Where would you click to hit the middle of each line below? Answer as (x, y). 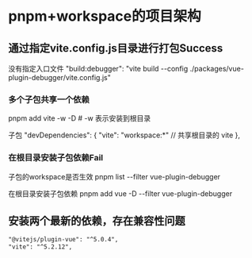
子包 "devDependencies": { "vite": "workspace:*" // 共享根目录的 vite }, (124, 135)
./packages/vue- (217, 69)
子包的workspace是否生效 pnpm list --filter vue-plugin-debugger (114, 176)
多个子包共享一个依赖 (49, 99)
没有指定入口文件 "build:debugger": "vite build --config (98, 69)
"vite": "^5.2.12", (40, 247)
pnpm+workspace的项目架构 (105, 16)
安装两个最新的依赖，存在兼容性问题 (97, 220)
